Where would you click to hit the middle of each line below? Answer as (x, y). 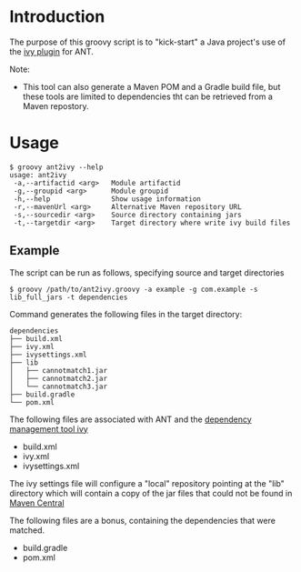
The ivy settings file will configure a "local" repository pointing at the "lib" (147, 483)
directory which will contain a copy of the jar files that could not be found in (151, 493)
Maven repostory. (55, 105)
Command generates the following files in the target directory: (126, 314)
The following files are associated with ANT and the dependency (130, 419)
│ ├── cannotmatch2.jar (58, 378)
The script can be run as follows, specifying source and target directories (147, 272)
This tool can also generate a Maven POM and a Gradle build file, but (151, 86)
